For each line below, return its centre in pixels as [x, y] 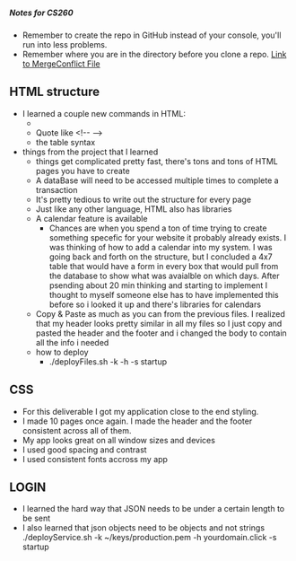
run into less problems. [65, 44]
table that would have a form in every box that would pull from [164, 266]
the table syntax [65, 142]
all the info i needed [72, 342]
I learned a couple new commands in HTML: [104, 113]
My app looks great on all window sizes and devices [118, 440]
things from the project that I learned [90, 152]
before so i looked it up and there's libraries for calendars [155, 304]
